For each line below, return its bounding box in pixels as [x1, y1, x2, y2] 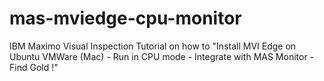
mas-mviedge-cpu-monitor [9, 7, 242, 30]
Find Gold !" [9, 61, 59, 73]
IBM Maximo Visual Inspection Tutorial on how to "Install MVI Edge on [9, 40, 297, 52]
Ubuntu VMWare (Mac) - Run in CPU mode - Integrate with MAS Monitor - [9, 50, 315, 62]
